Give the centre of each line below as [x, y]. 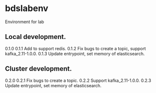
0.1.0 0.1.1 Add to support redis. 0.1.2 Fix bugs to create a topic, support [76, 48]
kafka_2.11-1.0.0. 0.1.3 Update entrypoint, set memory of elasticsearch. [75, 53]
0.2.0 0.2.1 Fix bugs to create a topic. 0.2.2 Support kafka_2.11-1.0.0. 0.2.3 [78, 80]
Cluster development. [38, 69]
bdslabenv [27, 8]
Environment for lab [25, 22]
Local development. [35, 37]
